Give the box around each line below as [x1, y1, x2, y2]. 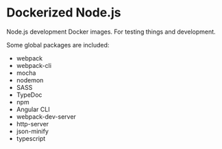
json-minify [16, 127, 49, 135]
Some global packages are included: [6, 41, 110, 49]
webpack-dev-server [16, 112, 77, 121]
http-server [16, 119, 49, 128]
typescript [16, 134, 46, 142]
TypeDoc [16, 91, 42, 99]
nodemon [16, 76, 44, 84]
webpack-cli [16, 61, 52, 69]
